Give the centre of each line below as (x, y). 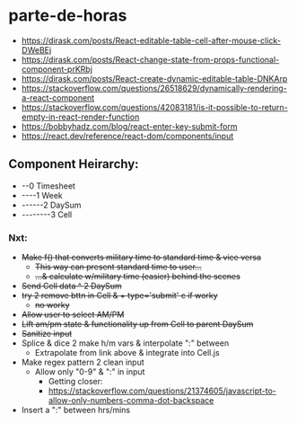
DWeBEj (36, 49)
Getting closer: (75, 382)
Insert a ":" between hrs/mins (76, 410)
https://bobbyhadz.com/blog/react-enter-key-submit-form (129, 126)
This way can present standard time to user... (118, 267)
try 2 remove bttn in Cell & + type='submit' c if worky (119, 295)
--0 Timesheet (48, 186)
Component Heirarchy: (74, 164)
